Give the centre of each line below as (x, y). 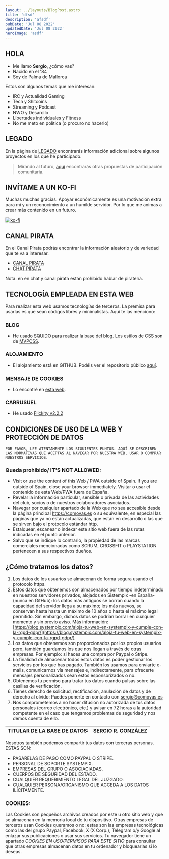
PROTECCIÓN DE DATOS (45, 437)
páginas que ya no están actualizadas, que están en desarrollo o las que (88, 519)
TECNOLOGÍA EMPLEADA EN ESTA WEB (69, 294)
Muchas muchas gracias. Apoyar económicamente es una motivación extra (83, 199)
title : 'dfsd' (20, 15)
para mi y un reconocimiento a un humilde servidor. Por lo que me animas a (84, 205)
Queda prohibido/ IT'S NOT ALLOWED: (53, 470)
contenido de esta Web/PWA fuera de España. (61, 492)
